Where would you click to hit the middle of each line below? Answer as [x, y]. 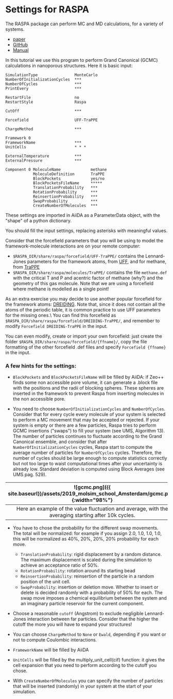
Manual [21, 50]
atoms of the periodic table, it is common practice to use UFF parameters [83, 309]
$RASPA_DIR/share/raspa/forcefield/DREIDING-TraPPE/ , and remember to [83, 321]
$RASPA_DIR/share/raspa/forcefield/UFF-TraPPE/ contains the [79, 256]
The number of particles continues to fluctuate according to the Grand [87, 436]
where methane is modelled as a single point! [61, 289]
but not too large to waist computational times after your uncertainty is [88, 464]
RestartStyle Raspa [46, 102]
